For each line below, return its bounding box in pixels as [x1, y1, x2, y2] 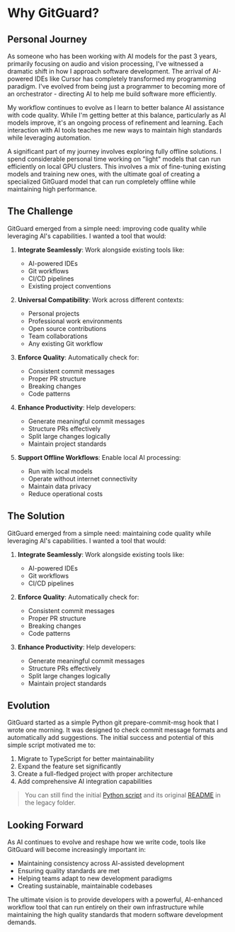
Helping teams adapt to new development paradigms [17, 874, 173, 883]
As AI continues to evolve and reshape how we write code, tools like [7, 838, 207, 846]
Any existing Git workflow [28, 339, 103, 348]
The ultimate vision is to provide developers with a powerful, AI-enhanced [7, 895, 223, 904]
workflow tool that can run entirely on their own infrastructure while [7, 903, 204, 911]
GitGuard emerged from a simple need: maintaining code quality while [7, 529, 212, 537]
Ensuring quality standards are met [17, 867, 120, 875]
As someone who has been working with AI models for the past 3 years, [7, 52, 217, 60]
